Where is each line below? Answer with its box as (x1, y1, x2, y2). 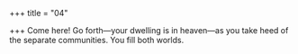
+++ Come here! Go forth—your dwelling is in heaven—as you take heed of (9, 25, 289, 35)
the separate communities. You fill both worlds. (9, 35, 185, 45)
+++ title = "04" (9, 8, 68, 18)
